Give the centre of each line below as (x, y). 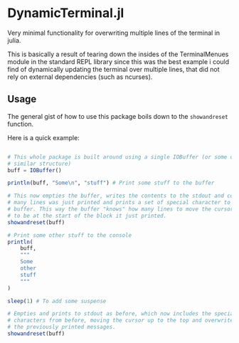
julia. (14, 40)
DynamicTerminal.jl (66, 13)
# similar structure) (39, 164)
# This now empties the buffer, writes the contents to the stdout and (116, 196)
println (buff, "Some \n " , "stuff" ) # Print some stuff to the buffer (111, 183)
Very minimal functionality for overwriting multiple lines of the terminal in (114, 33)
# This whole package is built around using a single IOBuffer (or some (117, 157)
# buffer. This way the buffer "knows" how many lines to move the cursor (121, 209)
